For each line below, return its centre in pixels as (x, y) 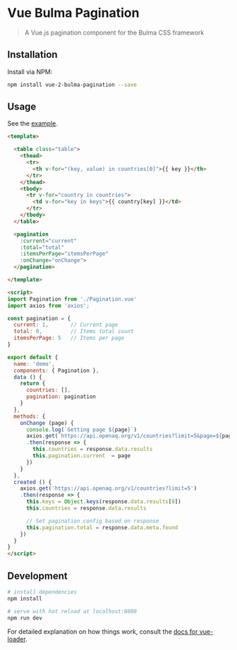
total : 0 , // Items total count (74, 332)
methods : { (30, 416)
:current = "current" (49, 241)
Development (38, 576)
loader (17, 639)
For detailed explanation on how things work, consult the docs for (103, 631)
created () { (33, 482)
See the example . (32, 124)
